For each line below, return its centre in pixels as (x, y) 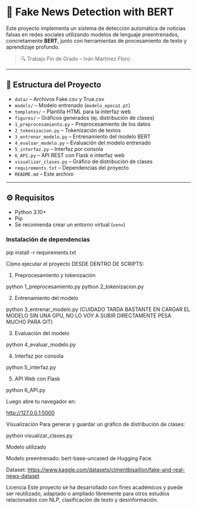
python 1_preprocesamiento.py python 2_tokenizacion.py (75, 286)
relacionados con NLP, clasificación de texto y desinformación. (82, 500)
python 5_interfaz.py (31, 367)
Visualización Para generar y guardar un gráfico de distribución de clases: (96, 424)
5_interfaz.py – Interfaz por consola (59, 149)
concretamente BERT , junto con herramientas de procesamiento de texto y (96, 41)
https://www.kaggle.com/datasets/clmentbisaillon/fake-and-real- (106, 470)
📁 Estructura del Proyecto (54, 85)
